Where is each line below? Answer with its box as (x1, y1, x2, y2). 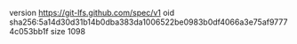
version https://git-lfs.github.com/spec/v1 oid (9, 8, 175, 18)
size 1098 (50, 26, 86, 36)
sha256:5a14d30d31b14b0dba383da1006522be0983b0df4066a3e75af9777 (9, 17, 288, 27)
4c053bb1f (9, 26, 49, 36)
